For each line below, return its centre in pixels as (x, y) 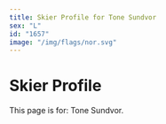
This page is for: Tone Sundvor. (67, 111)
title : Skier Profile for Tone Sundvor (83, 17)
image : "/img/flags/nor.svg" (63, 42)
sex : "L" (25, 26)
